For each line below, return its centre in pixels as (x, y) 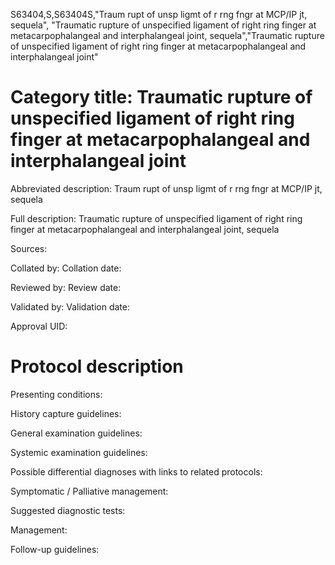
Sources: (29, 248)
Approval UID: (39, 326)
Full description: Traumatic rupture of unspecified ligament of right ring (156, 218)
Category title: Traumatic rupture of (161, 97)
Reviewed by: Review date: (66, 287)
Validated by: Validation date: (70, 306)
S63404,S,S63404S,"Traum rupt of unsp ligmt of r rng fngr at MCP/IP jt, (159, 14)
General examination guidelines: (76, 433)
